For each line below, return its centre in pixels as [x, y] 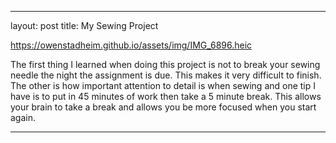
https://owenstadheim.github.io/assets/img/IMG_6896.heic [131, 45]
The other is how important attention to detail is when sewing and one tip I [163, 85]
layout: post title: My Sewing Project [84, 25]
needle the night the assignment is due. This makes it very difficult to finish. [166, 75]
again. [23, 117]
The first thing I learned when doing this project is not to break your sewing [165, 64]
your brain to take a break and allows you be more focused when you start [163, 107]
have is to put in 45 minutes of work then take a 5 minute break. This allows [166, 96]
